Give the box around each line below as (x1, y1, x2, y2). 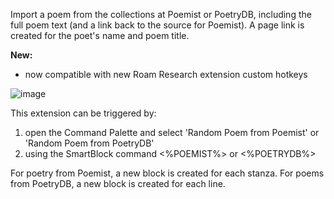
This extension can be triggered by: (10, 107, 157, 119)
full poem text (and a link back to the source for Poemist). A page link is (10, 19, 305, 31)
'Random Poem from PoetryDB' (24, 137, 155, 149)
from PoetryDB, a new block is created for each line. (10, 178, 226, 189)
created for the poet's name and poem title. (10, 30, 190, 41)
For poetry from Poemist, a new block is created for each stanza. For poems (10, 167, 325, 179)
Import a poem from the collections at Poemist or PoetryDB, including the (10, 9, 312, 20)
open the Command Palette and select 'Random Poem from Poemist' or (24, 127, 320, 138)
